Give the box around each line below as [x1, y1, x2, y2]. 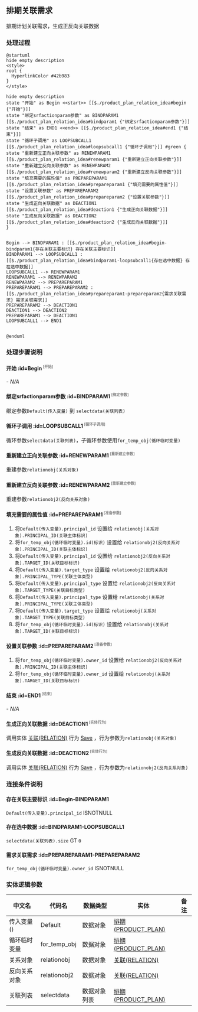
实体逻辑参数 [6, 881, 43, 889]
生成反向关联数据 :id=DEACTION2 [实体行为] [6, 749, 108, 757]
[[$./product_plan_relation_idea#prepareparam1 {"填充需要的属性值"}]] [6, 182, 179, 188]
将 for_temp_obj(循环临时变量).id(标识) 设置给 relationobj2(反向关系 [14, 539, 176, 546]
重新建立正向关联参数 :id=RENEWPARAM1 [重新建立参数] [6, 451, 135, 459]
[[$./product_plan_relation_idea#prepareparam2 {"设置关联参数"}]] [6, 194, 170, 200]
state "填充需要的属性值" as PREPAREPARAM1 [6, 175, 108, 181]
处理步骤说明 [6, 348, 43, 356]
